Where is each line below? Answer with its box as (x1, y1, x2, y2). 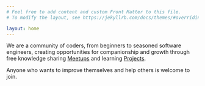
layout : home (6, 25, 40, 31)
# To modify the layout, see (6, 15, 81, 21)
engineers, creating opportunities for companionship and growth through (6, 48, 190, 56)
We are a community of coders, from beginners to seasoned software (6, 42, 182, 49)
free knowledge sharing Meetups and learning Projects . (6, 55, 146, 62)
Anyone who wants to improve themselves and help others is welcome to (6, 67, 190, 74)
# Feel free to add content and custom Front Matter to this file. (6, 8, 182, 15)
